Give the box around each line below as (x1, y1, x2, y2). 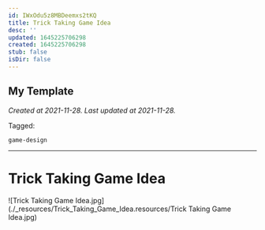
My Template (8, 84, 74, 98)
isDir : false (8, 56, 51, 64)
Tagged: (8, 121, 35, 130)
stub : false (8, 48, 47, 56)
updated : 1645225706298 (8, 33, 87, 42)
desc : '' (8, 26, 37, 34)
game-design (8, 135, 47, 144)
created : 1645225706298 (8, 41, 87, 49)
